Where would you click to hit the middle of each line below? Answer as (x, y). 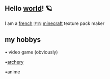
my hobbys (23, 40)
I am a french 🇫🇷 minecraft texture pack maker (55, 23)
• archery (14, 62)
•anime (12, 72)
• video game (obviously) (31, 52)
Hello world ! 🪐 (29, 8)
